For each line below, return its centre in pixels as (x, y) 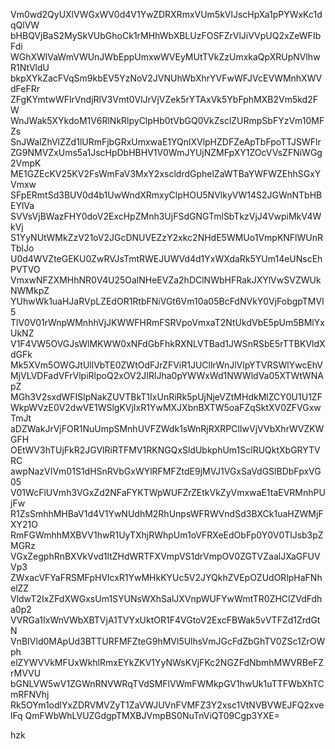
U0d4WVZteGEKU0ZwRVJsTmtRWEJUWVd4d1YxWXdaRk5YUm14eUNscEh (166, 258)
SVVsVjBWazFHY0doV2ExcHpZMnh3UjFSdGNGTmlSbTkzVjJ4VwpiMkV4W (166, 216)
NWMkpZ (30, 290)
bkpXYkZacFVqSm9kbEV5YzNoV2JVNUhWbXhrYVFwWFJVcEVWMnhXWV (166, 78)
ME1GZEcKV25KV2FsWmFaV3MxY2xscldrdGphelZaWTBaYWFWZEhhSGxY (166, 173)
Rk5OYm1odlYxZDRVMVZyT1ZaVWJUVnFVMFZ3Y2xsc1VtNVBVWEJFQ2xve (167, 705)
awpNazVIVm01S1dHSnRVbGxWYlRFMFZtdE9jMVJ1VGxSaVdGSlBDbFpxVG (166, 471)
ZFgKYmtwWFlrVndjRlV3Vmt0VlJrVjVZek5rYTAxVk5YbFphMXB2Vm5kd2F (164, 99)
